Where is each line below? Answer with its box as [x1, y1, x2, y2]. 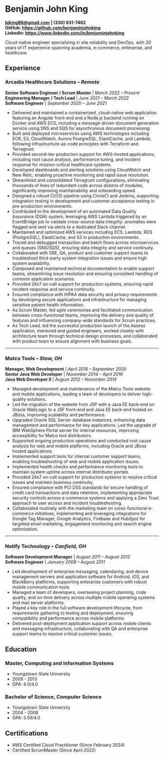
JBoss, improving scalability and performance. [12, 411, 106, 417]
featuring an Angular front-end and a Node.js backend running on [12, 115, 144, 121]
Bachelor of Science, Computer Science [5, 693, 102, 700]
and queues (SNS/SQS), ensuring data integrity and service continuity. [12, 244, 155, 250]
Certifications [5, 729, 48, 737]
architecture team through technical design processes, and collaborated [12, 333, 158, 339]
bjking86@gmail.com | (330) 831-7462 [5, 20, 86, 25]
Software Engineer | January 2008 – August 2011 [5, 559, 105, 565]
